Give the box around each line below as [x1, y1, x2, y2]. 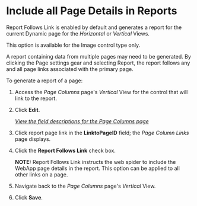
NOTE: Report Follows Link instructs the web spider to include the [14, 158, 176, 165]
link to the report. [14, 95, 58, 102]
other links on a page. [14, 170, 68, 178]
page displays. [14, 135, 51, 143]
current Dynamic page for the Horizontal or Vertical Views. [6, 30, 150, 37]
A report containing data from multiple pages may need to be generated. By [6, 53, 192, 60]
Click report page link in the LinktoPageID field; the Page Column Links [14, 129, 189, 136]
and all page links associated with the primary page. [6, 65, 134, 72]
